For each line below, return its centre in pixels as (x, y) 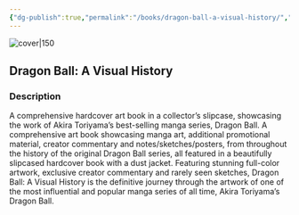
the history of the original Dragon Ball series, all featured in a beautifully (141, 153)
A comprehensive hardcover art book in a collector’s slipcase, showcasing (145, 116)
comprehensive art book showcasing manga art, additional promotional (140, 135)
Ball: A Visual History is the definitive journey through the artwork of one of (147, 182)
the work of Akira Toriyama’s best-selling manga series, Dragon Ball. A (138, 125)
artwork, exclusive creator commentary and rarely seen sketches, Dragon (144, 173)
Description (35, 96)
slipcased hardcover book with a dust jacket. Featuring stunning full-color (145, 163)
